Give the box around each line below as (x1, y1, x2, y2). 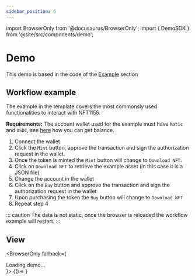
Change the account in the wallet (14, 175, 95, 182)
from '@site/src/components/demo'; (6, 30, 94, 38)
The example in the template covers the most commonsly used (6, 103, 158, 110)
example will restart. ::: (6, 217, 61, 225)
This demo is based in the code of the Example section (6, 71, 138, 78)
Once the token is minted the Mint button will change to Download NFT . (14, 157, 182, 164)
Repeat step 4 (14, 200, 48, 208)
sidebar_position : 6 (6, 8, 57, 15)
